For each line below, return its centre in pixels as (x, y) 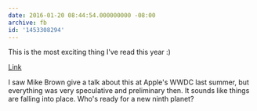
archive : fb (27, 23)
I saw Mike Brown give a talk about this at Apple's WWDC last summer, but (128, 82)
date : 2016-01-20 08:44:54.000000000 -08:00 (82, 15)
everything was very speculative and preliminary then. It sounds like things (129, 91)
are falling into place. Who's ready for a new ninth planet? (101, 99)
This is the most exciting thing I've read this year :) (89, 52)
